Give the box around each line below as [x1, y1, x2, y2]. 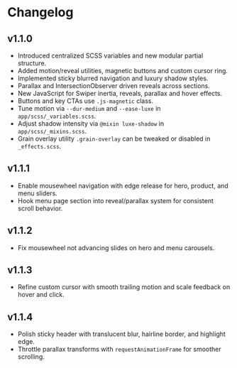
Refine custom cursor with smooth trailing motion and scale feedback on [17, 283, 231, 291]
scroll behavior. [17, 204, 63, 212]
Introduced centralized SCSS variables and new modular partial [17, 51, 204, 60]
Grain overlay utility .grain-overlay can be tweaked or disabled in [17, 134, 211, 143]
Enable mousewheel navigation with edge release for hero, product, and [17, 181, 228, 190]
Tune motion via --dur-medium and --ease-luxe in [17, 104, 161, 112]
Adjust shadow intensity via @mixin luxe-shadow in [17, 119, 165, 128]
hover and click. [17, 291, 65, 299]
